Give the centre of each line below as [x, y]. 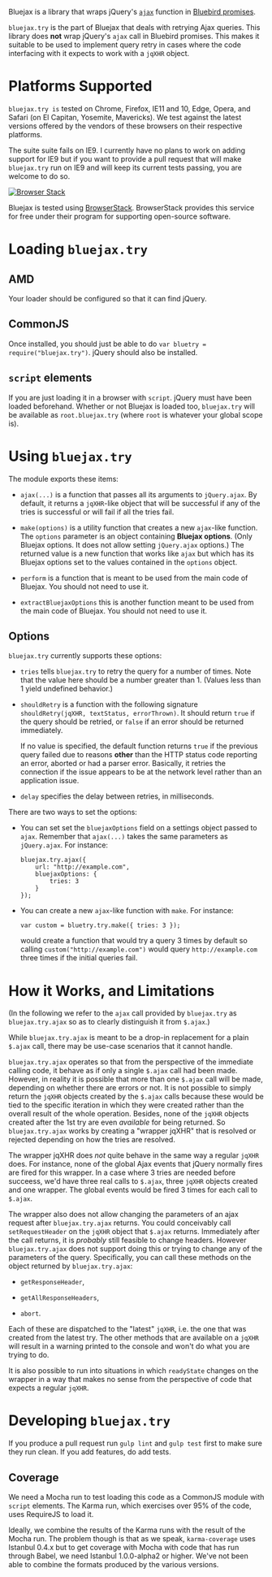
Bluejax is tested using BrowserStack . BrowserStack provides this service [132, 207]
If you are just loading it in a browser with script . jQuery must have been [130, 397]
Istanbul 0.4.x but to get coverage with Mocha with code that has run [124, 1547]
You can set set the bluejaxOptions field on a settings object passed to [138, 828]
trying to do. [29, 1355]
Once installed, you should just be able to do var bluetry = [108, 344]
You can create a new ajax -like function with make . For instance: [127, 911]
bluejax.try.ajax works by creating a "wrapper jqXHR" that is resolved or [132, 1131]
